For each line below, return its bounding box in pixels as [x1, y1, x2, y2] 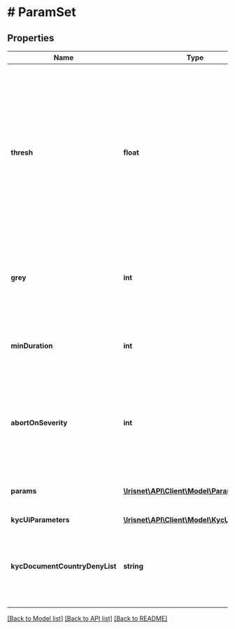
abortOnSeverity [10, 418, 68, 427]
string [123, 561, 144, 571]
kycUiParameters [10, 515, 70, 525]
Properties [7, 32, 55, 44]
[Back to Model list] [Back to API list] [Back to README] [7, 614, 168, 623]
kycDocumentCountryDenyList [10, 561, 117, 571]
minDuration [10, 341, 53, 351]
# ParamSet [7, 4, 76, 20]
